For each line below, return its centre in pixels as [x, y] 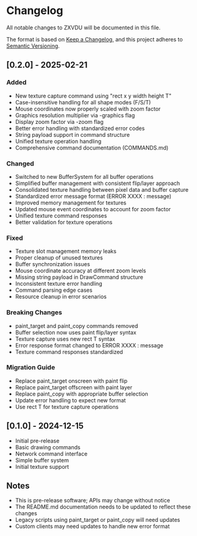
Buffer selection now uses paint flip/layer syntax [76, 332]
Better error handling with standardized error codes [80, 128]
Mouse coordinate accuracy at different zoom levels [81, 271]
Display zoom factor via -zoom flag [59, 121]
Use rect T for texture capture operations [67, 407]
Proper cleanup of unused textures [59, 258]
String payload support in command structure [72, 134]
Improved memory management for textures [71, 203]
